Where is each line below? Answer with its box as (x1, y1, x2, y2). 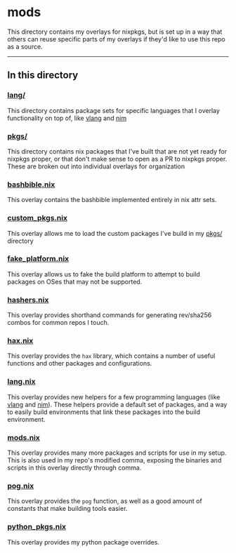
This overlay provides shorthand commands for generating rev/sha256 (7, 311, 212, 319)
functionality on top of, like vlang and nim (7, 114, 127, 122)
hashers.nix (7, 295, 49, 305)
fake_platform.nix (7, 254, 70, 264)
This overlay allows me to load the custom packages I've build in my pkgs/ (7, 229, 223, 237)
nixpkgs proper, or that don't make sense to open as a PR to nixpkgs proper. (7, 154, 228, 163)
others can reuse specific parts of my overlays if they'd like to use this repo (7, 34, 226, 43)
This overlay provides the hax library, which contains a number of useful (7, 352, 216, 360)
